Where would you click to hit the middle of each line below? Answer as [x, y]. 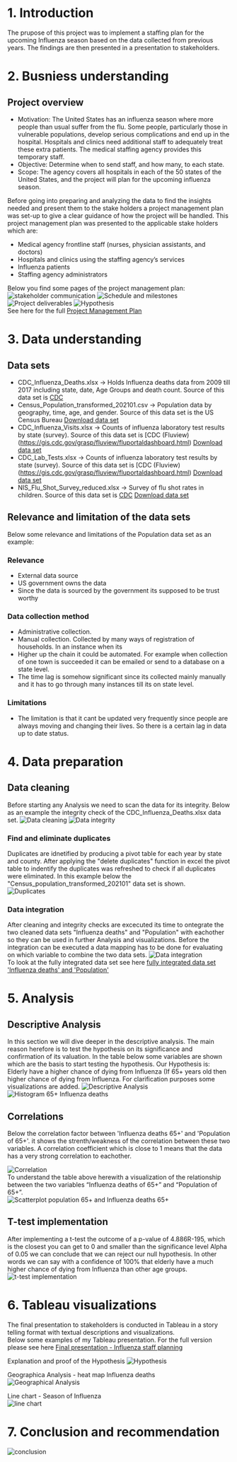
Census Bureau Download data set [68, 419]
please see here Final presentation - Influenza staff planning [95, 1347]
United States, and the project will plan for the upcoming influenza [114, 179]
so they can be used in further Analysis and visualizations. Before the [108, 940]
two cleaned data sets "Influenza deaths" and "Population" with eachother [116, 932]
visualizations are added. [44, 1086]
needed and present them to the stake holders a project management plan [116, 208]
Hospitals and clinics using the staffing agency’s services [101, 259]
